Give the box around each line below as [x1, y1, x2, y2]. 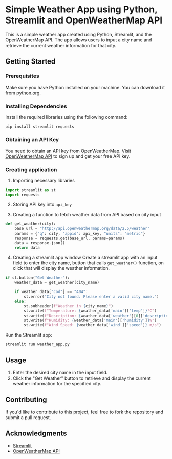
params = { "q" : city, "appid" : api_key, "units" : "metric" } [14, 231, 145, 236]
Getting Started [5, 57, 56, 66]
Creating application [5, 166, 57, 173]
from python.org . [5, 90, 41, 96]
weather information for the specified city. [12, 380, 102, 386]
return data [14, 245, 40, 251]
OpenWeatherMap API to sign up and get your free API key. [5, 153, 131, 159]
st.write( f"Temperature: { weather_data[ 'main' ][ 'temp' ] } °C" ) [24, 308, 157, 314]
